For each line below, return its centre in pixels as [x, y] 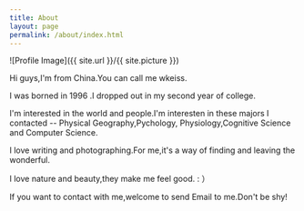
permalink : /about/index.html [67, 35]
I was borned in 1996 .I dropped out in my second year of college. [133, 95]
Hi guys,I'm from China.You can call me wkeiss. [98, 78]
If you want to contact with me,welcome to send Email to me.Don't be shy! [149, 197]
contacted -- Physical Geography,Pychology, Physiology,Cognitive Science [150, 123]
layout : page [34, 26]
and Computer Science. [54, 133]
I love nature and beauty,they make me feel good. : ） [110, 179]
